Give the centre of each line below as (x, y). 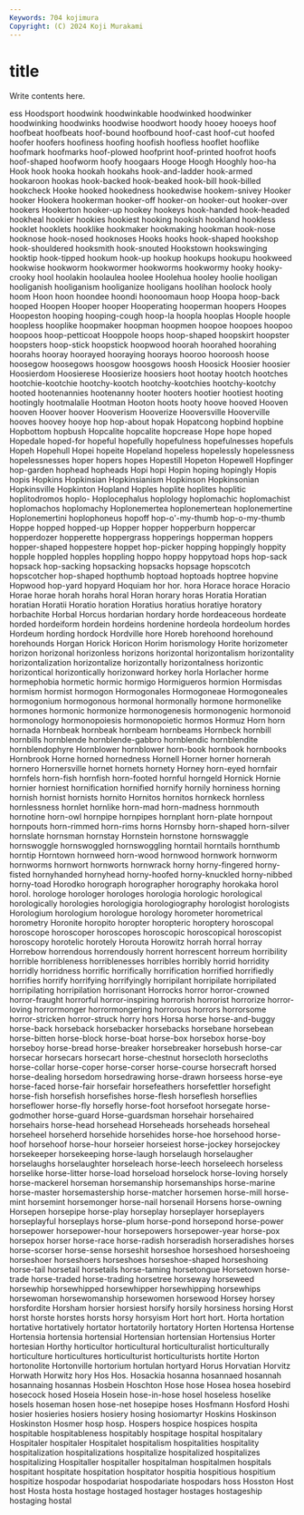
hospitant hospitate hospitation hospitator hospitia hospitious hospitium (142, 1472)
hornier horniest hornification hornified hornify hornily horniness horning (145, 788)
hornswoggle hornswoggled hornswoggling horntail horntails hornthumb (145, 846)
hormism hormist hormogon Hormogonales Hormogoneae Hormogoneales (148, 692)
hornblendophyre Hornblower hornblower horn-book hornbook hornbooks (148, 750)
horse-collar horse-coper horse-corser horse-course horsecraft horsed (143, 1067)
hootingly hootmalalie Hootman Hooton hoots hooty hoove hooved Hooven (149, 403)
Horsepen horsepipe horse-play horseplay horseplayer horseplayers (137, 1212)
